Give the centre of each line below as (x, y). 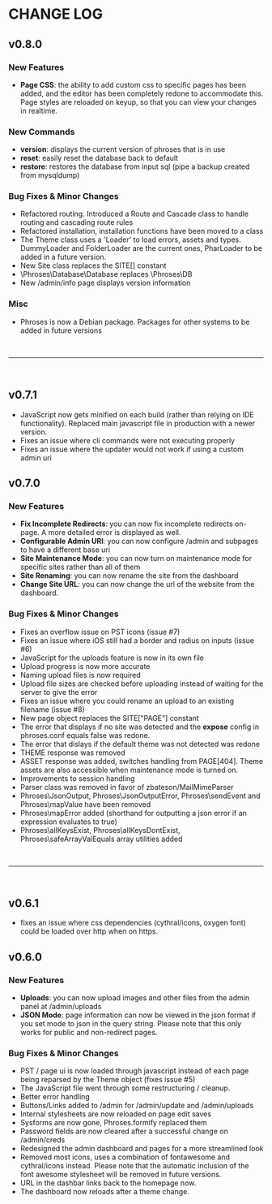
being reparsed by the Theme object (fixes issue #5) (108, 1080)
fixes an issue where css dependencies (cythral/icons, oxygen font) (133, 923)
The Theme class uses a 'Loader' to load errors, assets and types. (130, 240)
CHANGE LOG (56, 14)
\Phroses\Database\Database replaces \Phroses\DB (106, 274)
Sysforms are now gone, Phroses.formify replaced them (114, 1123)
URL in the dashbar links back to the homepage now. (108, 1183)
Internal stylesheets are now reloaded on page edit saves (116, 1114)
